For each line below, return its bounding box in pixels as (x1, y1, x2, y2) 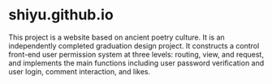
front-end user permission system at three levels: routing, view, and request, (8, 49, 264, 59)
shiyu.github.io (8, 6, 114, 24)
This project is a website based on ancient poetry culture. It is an (8, 32, 225, 42)
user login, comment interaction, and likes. (8, 66, 151, 76)
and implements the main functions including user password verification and (8, 58, 265, 68)
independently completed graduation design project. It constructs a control (8, 40, 260, 50)
